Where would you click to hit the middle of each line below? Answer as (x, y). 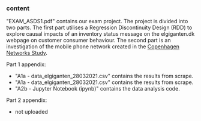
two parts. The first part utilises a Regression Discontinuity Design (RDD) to (99, 27)
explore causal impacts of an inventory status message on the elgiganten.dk (100, 34)
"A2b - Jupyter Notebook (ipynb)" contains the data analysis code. (97, 89)
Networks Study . (27, 53)
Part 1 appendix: (26, 64)
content (18, 8)
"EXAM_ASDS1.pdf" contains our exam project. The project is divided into (97, 21)
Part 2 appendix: (27, 100)
